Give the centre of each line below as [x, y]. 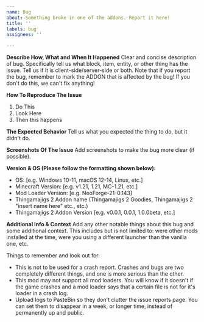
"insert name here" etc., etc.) [51, 206]
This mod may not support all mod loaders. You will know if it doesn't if [104, 281]
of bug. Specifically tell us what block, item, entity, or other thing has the [97, 64]
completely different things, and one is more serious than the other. [100, 274]
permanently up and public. [50, 313]
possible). [19, 157]
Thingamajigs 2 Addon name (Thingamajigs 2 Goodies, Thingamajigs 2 [104, 199]
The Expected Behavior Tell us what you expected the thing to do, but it [97, 132]
